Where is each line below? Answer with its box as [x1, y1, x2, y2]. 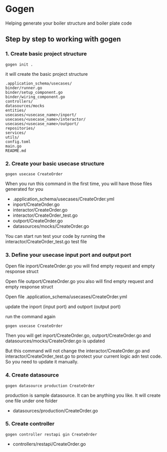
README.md [5, 148, 27, 153]
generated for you [5, 186, 44, 192]
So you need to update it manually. [5, 359, 78, 365]
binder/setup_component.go [5, 90, 63, 95]
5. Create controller [5, 420, 55, 427]
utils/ [5, 134, 19, 140]
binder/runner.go [5, 85, 43, 90]
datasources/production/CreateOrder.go [12, 407, 98, 414]
